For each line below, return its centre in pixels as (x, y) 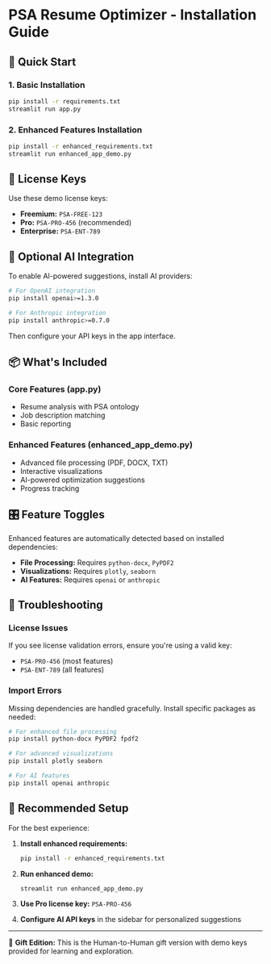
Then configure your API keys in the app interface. (92, 336)
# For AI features (39, 776)
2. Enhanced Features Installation (75, 129)
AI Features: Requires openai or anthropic (90, 580)
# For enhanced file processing (63, 731)
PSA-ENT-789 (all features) (62, 670)
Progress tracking (50, 488)
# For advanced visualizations (61, 754)
